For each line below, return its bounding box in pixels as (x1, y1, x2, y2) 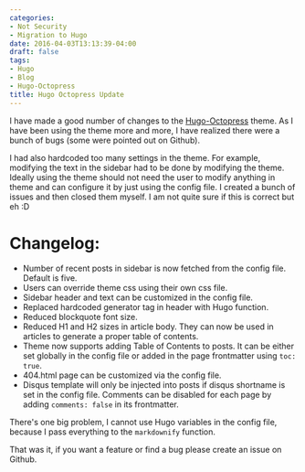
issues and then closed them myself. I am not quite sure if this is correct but (9, 191, 295, 202)
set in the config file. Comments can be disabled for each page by (22, 390, 272, 401)
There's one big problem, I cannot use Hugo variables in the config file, (9, 417, 278, 428)
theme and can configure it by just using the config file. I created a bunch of (9, 181, 296, 192)
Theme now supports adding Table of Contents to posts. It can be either (22, 340, 295, 352)
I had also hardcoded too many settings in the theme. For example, (9, 152, 261, 163)
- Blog (9, 73, 35, 82)
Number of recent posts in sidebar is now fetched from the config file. (22, 263, 287, 274)
